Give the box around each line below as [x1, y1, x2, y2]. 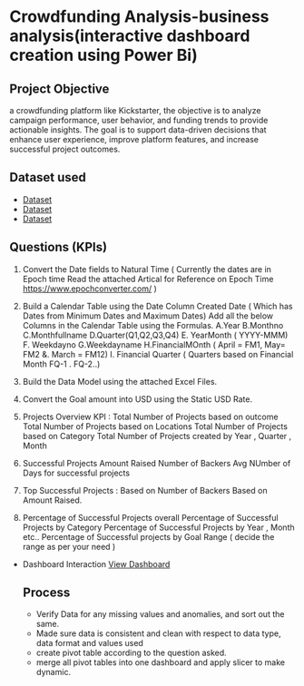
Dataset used [9, 170, 86, 185]
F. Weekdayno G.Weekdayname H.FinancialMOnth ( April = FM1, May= [22, 338, 286, 350]
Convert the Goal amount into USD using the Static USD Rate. [22, 393, 252, 405]
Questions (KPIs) [9, 240, 107, 255]
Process [22, 585, 71, 601]
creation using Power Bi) [9, 45, 198, 65]
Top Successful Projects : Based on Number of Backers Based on [22, 485, 268, 495]
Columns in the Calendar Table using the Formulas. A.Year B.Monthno [22, 319, 284, 330]
